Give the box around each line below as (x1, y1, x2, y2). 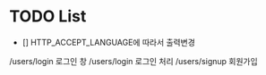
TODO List (9, 6, 87, 27)
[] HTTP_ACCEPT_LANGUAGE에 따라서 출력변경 (21, 37, 195, 47)
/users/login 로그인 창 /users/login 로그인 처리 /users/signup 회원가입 (9, 55, 258, 66)
